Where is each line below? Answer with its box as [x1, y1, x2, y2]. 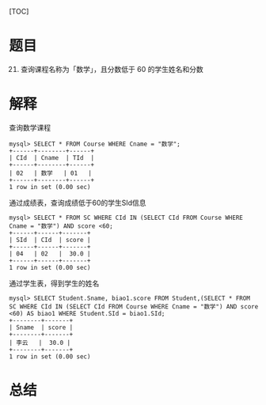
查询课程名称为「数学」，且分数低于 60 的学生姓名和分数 [20, 64, 204, 74]
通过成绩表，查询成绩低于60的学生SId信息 [9, 198, 146, 207]
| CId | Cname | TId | [9, 153, 94, 161]
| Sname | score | [9, 324, 74, 331]
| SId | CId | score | [9, 236, 91, 244]
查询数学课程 [9, 123, 51, 132]
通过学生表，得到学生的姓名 [9, 278, 100, 288]
